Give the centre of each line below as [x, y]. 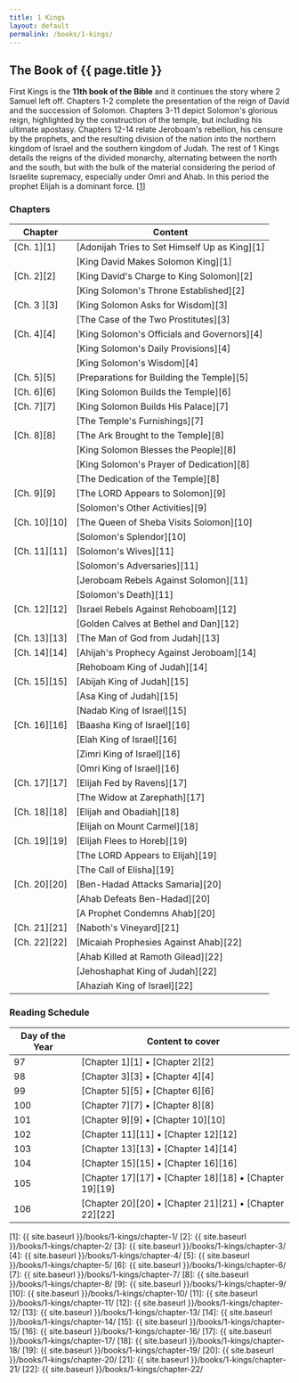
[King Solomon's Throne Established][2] [161, 291]
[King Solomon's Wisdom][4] [137, 364]
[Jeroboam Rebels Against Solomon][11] [162, 580]
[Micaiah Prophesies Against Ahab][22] [159, 943]
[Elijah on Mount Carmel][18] [137, 827]
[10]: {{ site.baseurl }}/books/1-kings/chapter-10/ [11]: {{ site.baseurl [133, 1293]
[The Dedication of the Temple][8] [148, 479]
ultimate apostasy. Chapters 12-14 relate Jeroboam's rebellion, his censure [146, 129]
